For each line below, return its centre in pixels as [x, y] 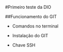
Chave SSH [24, 45]
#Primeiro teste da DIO [28, 7]
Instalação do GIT [30, 36]
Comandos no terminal [35, 26]
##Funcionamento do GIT [31, 16]
